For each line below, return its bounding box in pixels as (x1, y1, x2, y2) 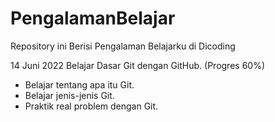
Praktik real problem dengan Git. (24, 100, 159, 112)
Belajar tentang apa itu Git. (24, 78, 135, 91)
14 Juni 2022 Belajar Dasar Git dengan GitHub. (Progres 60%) (10, 59, 266, 71)
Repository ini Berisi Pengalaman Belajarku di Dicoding (10, 40, 236, 52)
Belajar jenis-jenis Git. (24, 89, 115, 101)
